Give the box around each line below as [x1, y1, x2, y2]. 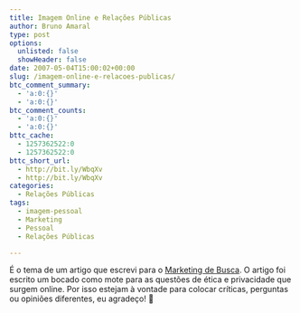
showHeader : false [17, 55, 88, 64]
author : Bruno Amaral [9, 22, 91, 31]
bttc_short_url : [9, 156, 70, 166]
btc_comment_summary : [9, 81, 91, 90]
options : [9, 38, 42, 48]
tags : [9, 198, 30, 208]
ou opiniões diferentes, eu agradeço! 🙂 [9, 293, 155, 304]
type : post [9, 30, 51, 39]
